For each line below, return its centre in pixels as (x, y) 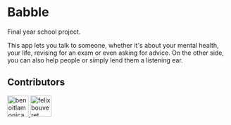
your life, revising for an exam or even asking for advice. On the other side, (115, 53)
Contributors (36, 83)
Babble (28, 12)
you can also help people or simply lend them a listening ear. (95, 60)
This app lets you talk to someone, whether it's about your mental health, (113, 45)
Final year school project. (44, 32)
